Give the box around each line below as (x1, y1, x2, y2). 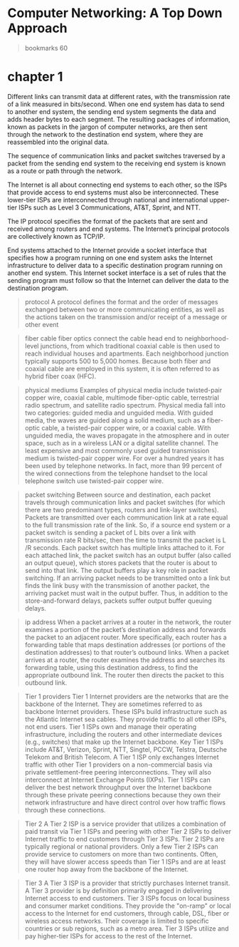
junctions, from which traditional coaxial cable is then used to (40, 341, 221, 350)
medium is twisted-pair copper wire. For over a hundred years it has (24, 454, 225, 462)
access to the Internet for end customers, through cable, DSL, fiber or (24, 909, 230, 917)
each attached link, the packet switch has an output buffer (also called (24, 551, 231, 559)
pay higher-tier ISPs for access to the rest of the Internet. (24, 931, 193, 940)
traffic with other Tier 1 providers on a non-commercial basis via (24, 760, 213, 769)
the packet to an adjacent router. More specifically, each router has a (24, 633, 228, 641)
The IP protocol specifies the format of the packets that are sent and (7, 217, 208, 225)
